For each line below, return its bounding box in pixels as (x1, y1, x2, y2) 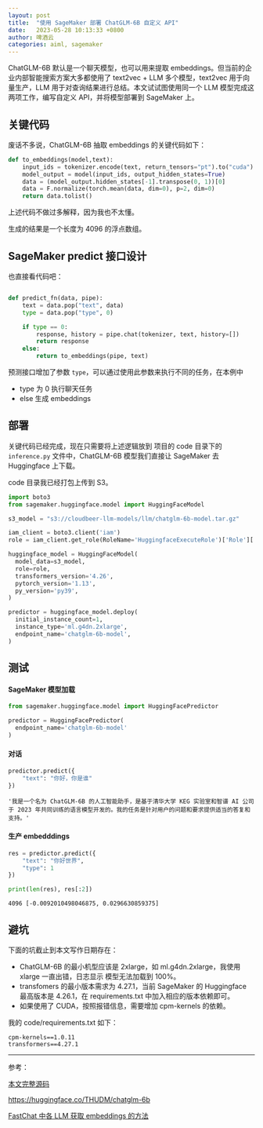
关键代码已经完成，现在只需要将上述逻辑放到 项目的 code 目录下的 (8, 441, 222, 451)
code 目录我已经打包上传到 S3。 (8, 477, 113, 487)
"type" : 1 (22, 864, 55, 872)
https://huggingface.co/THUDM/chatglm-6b (8, 1095, 151, 1104)
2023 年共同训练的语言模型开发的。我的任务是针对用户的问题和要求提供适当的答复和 (17, 805, 250, 813)
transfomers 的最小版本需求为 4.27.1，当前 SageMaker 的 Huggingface (19, 982, 247, 991)
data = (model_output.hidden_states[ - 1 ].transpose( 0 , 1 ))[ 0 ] (22, 177, 225, 185)
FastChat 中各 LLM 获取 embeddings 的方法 (8, 1112, 149, 1120)
